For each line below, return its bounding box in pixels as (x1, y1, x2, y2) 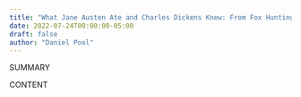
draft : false (9, 29, 58, 38)
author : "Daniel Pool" (9, 37, 94, 47)
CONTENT (9, 79, 48, 90)
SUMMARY (9, 62, 51, 73)
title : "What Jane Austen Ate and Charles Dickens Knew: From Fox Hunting (9, 12, 295, 22)
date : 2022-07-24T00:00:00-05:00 (9, 21, 134, 30)
